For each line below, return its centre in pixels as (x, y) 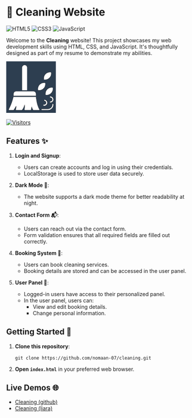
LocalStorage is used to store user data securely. (84, 173)
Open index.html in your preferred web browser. (75, 369)
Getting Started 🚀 (39, 332)
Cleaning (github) (36, 402)
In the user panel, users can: (59, 300)
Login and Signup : (38, 155)
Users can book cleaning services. (66, 265)
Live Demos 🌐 (32, 388)
